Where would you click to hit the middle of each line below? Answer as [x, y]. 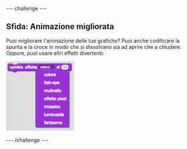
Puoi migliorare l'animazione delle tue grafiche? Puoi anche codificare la [93, 41]
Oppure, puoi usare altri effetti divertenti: [55, 53]
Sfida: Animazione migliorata [60, 26]
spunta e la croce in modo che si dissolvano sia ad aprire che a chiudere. [94, 47]
